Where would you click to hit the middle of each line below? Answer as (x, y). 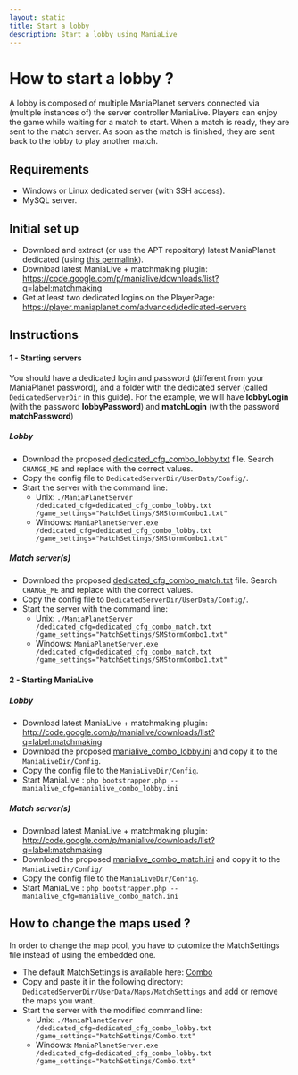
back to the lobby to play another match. (84, 141)
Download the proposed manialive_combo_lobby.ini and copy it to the (150, 751)
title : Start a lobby (50, 26)
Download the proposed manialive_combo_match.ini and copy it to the (151, 859)
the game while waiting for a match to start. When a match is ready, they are (149, 123)
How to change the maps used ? (100, 923)
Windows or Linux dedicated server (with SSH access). (124, 191)
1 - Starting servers (46, 358)
